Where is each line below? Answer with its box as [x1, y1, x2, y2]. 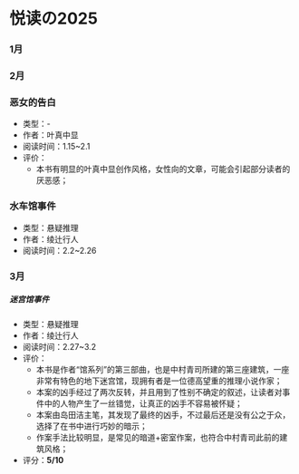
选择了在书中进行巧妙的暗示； [35, 421, 148, 431]
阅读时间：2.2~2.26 [22, 245, 97, 256]
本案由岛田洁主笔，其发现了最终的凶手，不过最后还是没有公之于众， [35, 409, 291, 420]
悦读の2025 [9, 8, 98, 29]
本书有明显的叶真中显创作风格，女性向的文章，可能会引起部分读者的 [35, 164, 291, 175]
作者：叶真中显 [22, 130, 79, 140]
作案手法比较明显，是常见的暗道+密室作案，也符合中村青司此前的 [35, 431, 280, 442]
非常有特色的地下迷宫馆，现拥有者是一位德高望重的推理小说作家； [35, 375, 283, 386]
